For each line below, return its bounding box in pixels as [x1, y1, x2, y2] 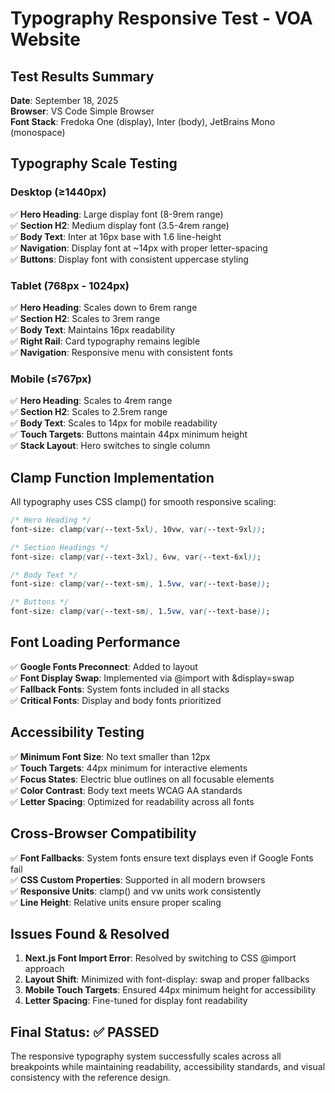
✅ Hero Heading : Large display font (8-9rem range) [10, 208, 224, 220]
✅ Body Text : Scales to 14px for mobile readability [10, 417, 218, 429]
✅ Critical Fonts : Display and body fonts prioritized [10, 694, 222, 706]
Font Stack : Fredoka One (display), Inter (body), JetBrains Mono [10, 116, 276, 127]
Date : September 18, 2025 [10, 95, 119, 106]
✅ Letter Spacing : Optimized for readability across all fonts [10, 795, 255, 807]
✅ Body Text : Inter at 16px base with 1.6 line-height [10, 230, 222, 242]
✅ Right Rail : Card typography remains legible [10, 335, 201, 347]
